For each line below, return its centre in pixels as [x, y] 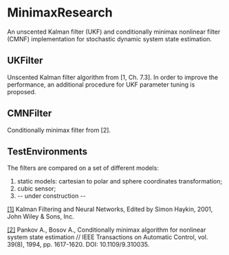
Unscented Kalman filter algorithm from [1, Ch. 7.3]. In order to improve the [113, 77]
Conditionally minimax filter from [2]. [59, 130]
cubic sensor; [36, 189]
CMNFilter [30, 114]
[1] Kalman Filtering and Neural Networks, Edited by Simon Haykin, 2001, [110, 209]
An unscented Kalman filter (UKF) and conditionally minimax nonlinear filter [114, 32]
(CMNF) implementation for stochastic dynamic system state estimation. [109, 38]
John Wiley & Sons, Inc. [41, 217]
